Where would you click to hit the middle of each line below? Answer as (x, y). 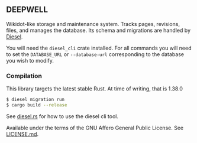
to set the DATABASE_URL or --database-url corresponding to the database (95, 54)
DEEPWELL (27, 10)
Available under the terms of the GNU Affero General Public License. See (95, 128)
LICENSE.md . (22, 134)
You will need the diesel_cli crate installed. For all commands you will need (99, 48)
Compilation (24, 76)
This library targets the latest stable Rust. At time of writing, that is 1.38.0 (95, 89)
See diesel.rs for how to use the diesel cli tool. (62, 116)
